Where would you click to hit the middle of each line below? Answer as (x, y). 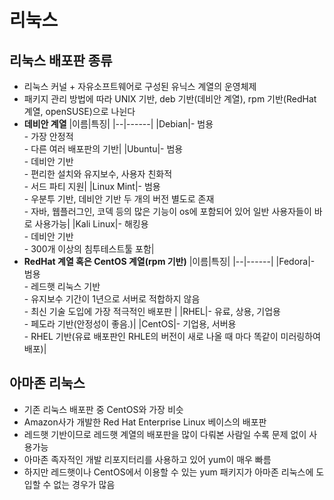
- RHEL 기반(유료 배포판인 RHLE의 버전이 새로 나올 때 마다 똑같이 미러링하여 (172, 336)
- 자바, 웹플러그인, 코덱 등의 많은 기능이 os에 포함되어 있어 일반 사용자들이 (167, 211)
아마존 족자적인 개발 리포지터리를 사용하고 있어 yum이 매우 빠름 (147, 459)
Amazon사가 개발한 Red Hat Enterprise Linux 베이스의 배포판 (145, 422)
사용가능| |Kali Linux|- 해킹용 (91, 224)
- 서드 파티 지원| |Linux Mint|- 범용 (92, 186)
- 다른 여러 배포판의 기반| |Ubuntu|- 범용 (103, 149)
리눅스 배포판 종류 (61, 60)
